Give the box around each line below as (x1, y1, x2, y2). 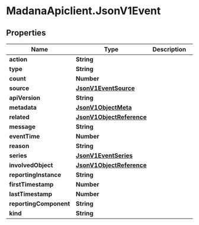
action (9, 55, 28, 63)
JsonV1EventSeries (76, 152, 133, 159)
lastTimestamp (9, 190, 52, 198)
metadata (9, 104, 37, 111)
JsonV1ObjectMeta (76, 104, 132, 111)
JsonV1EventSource (76, 84, 135, 92)
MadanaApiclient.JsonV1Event (6, 4, 161, 18)
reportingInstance (9, 171, 62, 179)
